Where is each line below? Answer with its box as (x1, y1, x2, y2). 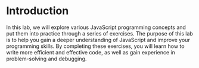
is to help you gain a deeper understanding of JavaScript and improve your (6, 36, 191, 43)
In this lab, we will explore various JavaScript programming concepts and (6, 24, 186, 31)
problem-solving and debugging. (6, 55, 87, 62)
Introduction (6, 4, 69, 18)
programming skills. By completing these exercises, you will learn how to (6, 43, 185, 50)
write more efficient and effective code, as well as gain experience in (6, 48, 176, 56)
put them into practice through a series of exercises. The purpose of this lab (6, 30, 194, 37)
